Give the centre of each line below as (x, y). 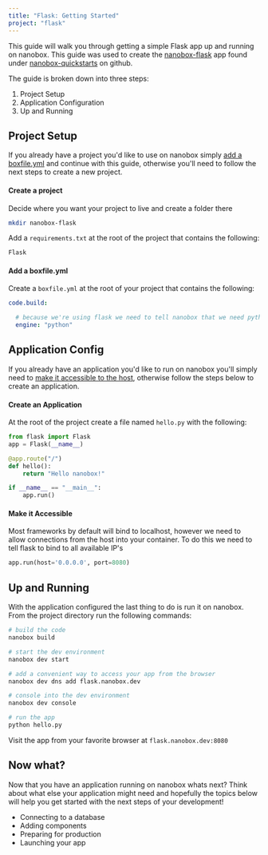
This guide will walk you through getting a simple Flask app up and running (131, 46)
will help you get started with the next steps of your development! (116, 801)
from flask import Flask (49, 437)
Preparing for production (60, 834)
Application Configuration (62, 102)
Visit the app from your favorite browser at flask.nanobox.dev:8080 (118, 740)
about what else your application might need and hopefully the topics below (133, 793)
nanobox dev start (39, 659)
